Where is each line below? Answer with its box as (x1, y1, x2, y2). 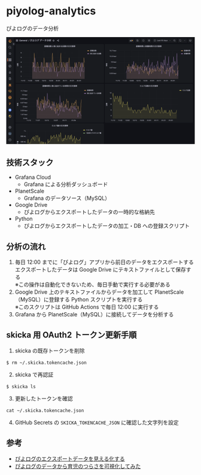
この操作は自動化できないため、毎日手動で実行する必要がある (18, 281, 170, 288)
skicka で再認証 (14, 371, 54, 378)
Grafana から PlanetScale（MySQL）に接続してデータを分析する (14, 311, 174, 318)
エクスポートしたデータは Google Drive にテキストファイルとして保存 (14, 266, 187, 273)
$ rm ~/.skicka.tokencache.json (6, 360, 87, 366)
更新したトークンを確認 (14, 395, 73, 402)
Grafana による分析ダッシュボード (23, 181, 108, 188)
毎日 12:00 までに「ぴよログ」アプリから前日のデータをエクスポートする (14, 258, 194, 266)
